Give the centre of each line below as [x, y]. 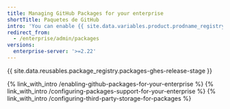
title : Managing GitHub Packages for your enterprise [86, 13]
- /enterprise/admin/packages [56, 39]
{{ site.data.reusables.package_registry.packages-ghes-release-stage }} [110, 71]
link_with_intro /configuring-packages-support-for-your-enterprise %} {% [112, 91]
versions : [21, 45]
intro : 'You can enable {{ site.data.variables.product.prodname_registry [116, 26]
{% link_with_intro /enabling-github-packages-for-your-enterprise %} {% [111, 84]
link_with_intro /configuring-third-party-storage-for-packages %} [99, 98]
